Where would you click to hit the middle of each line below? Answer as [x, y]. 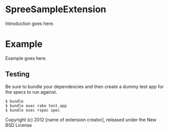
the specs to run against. [31, 92]
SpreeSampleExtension [56, 9]
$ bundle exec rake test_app [36, 105]
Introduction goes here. [30, 23]
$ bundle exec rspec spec [32, 110]
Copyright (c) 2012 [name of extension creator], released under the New [81, 120]
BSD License [19, 125]
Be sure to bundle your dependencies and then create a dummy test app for [84, 86]
